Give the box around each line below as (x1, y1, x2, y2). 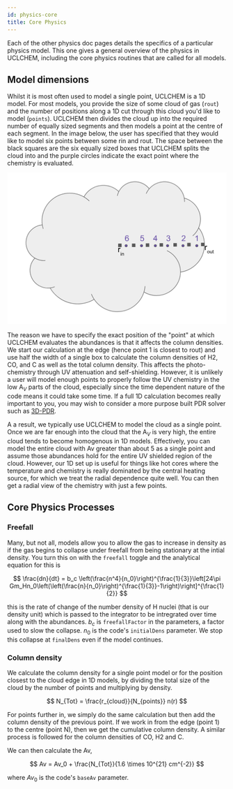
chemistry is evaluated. (7, 159, 74, 168)
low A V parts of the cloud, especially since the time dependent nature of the (7, 383, 225, 393)
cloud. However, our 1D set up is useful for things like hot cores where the (7, 459, 219, 467)
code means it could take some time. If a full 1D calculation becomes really (7, 392, 221, 401)
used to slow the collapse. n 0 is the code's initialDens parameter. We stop (7, 626, 223, 637)
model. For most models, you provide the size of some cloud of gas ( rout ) (7, 100, 219, 108)
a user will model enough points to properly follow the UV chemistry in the (7, 376, 220, 384)
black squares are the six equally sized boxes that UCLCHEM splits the (7, 144, 210, 153)
